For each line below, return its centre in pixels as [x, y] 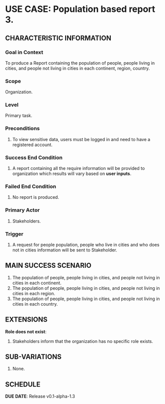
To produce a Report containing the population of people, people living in [80, 63]
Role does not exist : [26, 331]
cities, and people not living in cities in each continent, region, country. [78, 68]
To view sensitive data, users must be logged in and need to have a [81, 139]
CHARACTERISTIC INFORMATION [58, 38]
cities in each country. [35, 304]
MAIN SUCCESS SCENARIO [48, 266]
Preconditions [23, 129]
